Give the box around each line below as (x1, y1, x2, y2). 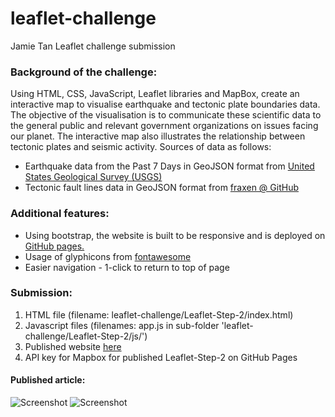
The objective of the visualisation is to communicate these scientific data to (10, 109, 322, 121)
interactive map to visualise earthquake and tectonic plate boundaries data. (10, 98, 321, 111)
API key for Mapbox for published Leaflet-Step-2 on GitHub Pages (24, 351, 298, 363)
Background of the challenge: (10, 65, 158, 79)
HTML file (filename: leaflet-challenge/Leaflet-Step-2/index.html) (24, 308, 294, 321)
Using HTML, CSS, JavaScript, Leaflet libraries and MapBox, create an (10, 88, 300, 100)
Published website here (24, 340, 122, 352)
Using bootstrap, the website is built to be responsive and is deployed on (24, 229, 326, 241)
